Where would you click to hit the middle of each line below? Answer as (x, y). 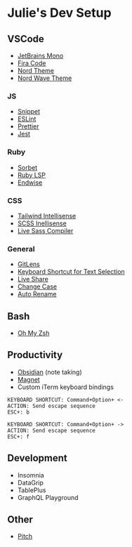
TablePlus (32, 490)
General (21, 249)
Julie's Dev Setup (59, 13)
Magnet (28, 379)
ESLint (27, 119)
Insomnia (31, 475)
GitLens (28, 264)
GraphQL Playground (48, 497)
